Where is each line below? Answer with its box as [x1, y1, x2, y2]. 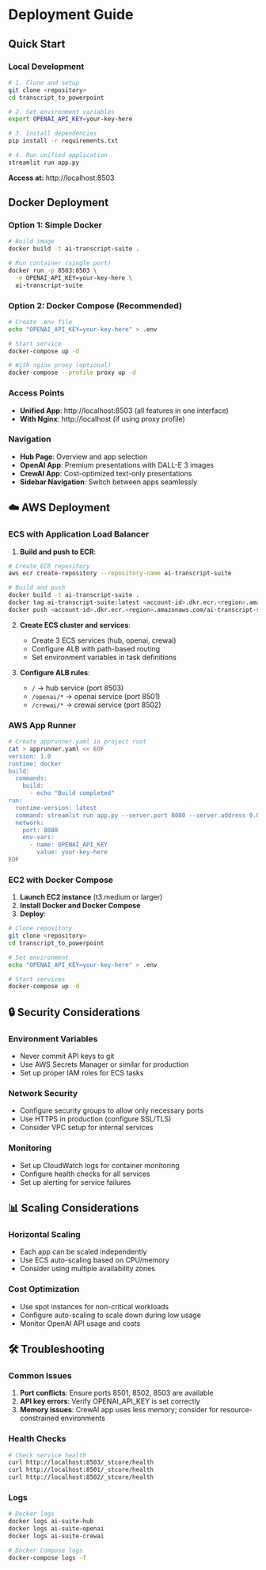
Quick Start [8, 37, 66, 51]
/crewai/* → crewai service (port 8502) [31, 700, 161, 709]
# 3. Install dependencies [8, 129, 97, 138]
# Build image [8, 238, 55, 246]
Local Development [8, 61, 85, 72]
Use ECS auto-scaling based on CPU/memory [19, 1255, 170, 1265]
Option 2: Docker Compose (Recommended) [8, 300, 182, 311]
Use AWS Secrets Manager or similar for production [19, 1060, 189, 1069]
